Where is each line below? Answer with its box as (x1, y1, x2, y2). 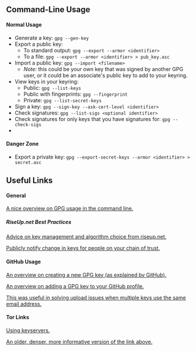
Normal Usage (6, 21, 42, 28)
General (6, 192, 26, 199)
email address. (6, 300, 42, 307)
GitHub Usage (6, 258, 41, 265)
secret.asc (14, 159, 42, 165)
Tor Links (6, 314, 29, 321)
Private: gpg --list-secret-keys (23, 96, 102, 103)
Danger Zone (6, 141, 39, 148)
